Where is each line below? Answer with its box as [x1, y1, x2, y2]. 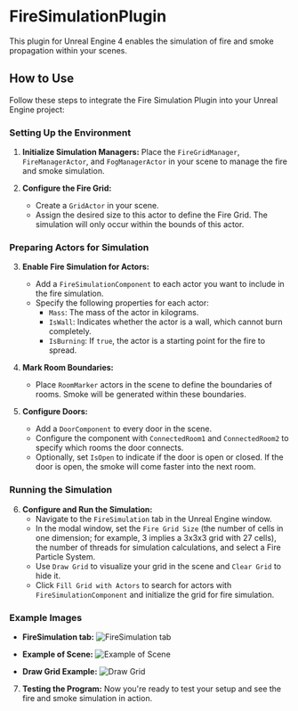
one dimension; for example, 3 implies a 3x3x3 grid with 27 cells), [35, 532, 278, 543]
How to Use [9, 71, 75, 86]
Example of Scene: [21, 649, 93, 659]
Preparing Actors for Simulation [9, 241, 149, 253]
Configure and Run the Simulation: [21, 503, 153, 514]
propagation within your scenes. [9, 45, 127, 55]
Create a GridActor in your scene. [35, 200, 159, 211]
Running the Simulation [9, 484, 113, 496]
